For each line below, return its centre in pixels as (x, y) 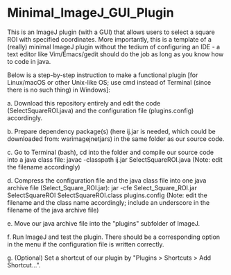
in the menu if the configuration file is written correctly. (86, 244)
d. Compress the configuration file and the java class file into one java (107, 180)
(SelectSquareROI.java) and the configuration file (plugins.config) (101, 110)
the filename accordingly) (44, 167)
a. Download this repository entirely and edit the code (84, 103)
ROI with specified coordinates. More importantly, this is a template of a (109, 39)
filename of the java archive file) (53, 210)
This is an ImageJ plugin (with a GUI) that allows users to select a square (111, 32)
